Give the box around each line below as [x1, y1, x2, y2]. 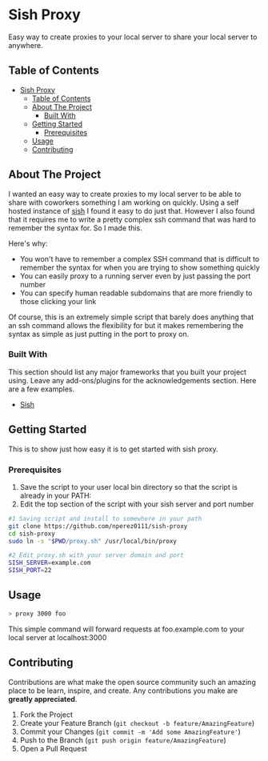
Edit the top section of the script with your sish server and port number [19, 499, 254, 509]
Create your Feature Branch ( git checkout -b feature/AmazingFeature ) [19, 718, 255, 727]
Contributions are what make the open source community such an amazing [8, 677, 256, 687]
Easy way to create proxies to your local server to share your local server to [8, 32, 258, 42]
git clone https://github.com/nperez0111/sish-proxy [8, 522, 188, 530]
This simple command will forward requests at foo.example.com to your [8, 624, 245, 634]
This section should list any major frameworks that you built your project [8, 366, 246, 377]
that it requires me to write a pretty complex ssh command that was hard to [8, 214, 256, 224]
